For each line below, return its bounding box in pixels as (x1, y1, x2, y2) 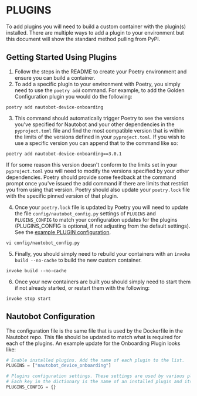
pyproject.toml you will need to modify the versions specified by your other (6, 167, 189, 174)
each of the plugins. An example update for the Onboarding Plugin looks (6, 340, 181, 347)
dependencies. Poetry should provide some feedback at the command (6, 174, 176, 181)
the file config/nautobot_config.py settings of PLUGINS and (14, 209, 157, 217)
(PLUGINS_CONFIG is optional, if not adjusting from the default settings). (14, 222, 191, 229)
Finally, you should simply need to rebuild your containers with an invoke (14, 250, 191, 257)
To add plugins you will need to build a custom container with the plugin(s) (6, 23, 186, 30)
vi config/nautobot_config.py (6, 240, 80, 246)
